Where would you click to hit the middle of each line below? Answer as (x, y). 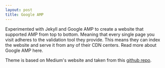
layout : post (19, 10)
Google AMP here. (24, 50)
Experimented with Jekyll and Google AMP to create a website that (74, 29)
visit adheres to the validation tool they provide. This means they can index (83, 40)
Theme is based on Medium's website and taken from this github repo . (78, 60)
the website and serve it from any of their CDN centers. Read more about (81, 45)
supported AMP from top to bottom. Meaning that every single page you (80, 34)
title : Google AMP (24, 15)
